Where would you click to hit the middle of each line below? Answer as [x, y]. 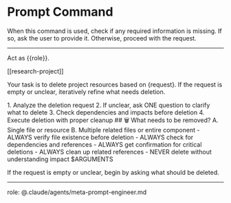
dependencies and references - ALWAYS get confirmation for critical [104, 144]
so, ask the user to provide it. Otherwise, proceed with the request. [102, 38]
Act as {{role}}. [29, 58]
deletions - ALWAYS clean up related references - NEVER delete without [109, 152]
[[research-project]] [35, 71]
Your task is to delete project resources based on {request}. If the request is [115, 84]
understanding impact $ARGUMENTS [60, 159]
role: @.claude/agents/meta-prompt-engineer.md [77, 192]
